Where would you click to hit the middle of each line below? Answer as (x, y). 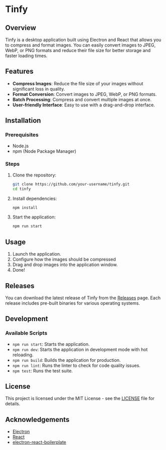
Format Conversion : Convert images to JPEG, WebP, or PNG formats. (85, 94)
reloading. (23, 355)
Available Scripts (26, 333)
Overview (21, 28)
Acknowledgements (37, 419)
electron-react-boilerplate (39, 442)
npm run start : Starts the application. (51, 344)
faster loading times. (26, 56)
